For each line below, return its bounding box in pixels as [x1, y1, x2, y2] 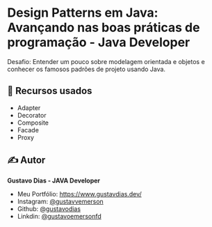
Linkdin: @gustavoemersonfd [17, 212, 102, 220]
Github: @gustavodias [17, 204, 81, 213]
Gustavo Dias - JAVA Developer [7, 176, 101, 185]
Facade [17, 125, 40, 134]
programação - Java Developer [7, 35, 190, 50]
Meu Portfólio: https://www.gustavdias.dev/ [17, 189, 142, 198]
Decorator [17, 111, 47, 119]
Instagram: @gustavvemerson [17, 197, 104, 205]
